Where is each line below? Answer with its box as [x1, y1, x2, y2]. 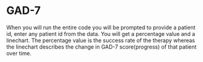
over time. [6, 49, 32, 57]
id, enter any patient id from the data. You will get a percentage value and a [6, 30, 195, 37]
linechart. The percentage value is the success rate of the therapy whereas [6, 36, 195, 44]
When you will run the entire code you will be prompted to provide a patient [6, 24, 196, 31]
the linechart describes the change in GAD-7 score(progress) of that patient [6, 43, 197, 50]
